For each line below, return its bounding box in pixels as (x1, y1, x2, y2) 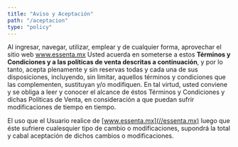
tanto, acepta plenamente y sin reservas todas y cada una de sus (7, 65, 199, 74)
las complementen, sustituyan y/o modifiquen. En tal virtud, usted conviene (7, 81, 228, 89)
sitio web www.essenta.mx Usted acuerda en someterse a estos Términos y (7, 50, 231, 59)
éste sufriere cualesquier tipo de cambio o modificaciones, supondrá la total (7, 124, 231, 133)
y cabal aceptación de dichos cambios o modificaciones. (7, 131, 174, 140)
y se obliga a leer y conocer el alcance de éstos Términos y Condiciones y (7, 88, 225, 96)
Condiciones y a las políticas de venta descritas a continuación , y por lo (7, 58, 224, 66)
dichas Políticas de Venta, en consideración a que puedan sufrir (7, 95, 195, 104)
